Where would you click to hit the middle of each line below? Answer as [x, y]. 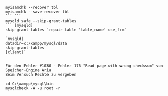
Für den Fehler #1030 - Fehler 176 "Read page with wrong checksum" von [84, 66]
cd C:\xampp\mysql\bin [29, 84]
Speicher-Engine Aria [28, 70]
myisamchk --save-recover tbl [38, 12]
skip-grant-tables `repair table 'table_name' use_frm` [66, 30]
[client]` [16, 52]
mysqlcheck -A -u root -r [33, 88]
